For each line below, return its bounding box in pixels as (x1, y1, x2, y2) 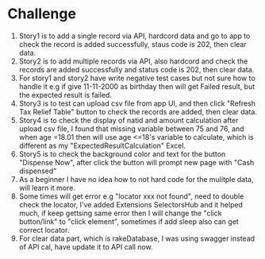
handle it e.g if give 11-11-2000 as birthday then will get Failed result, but (18, 81, 255, 91)
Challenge (7, 5, 77, 23)
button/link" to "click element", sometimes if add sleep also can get (18, 216, 239, 226)
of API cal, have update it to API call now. (18, 242, 153, 251)
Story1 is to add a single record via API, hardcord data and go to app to (18, 31, 251, 41)
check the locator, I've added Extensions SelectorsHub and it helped (18, 199, 244, 209)
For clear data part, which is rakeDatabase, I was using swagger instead (18, 234, 255, 243)
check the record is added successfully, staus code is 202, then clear (18, 39, 247, 48)
